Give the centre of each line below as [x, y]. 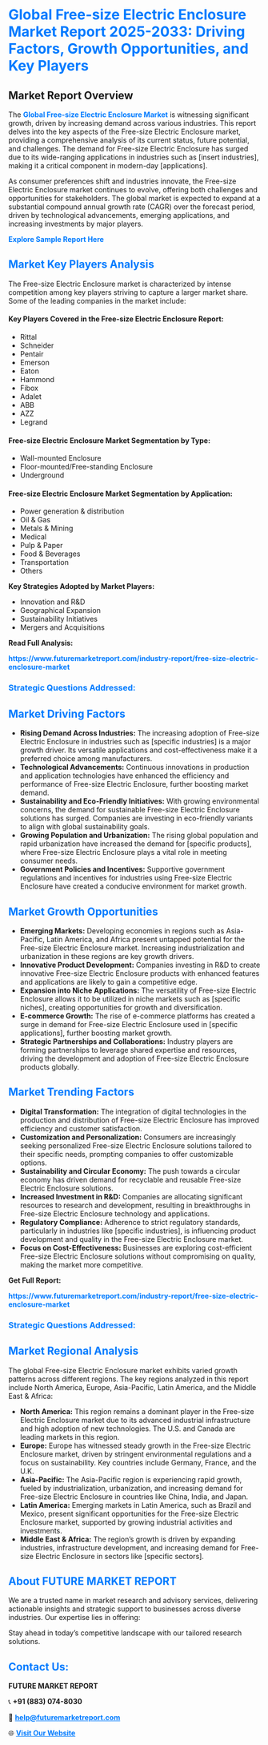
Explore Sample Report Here [56, 239]
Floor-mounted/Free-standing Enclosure [86, 467]
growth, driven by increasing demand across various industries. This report [132, 123]
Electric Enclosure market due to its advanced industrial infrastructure [135, 1420]
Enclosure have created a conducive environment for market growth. [133, 886]
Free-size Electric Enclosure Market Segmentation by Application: [121, 494]
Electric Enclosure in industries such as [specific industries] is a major [135, 742]
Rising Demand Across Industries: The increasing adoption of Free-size [140, 733]
